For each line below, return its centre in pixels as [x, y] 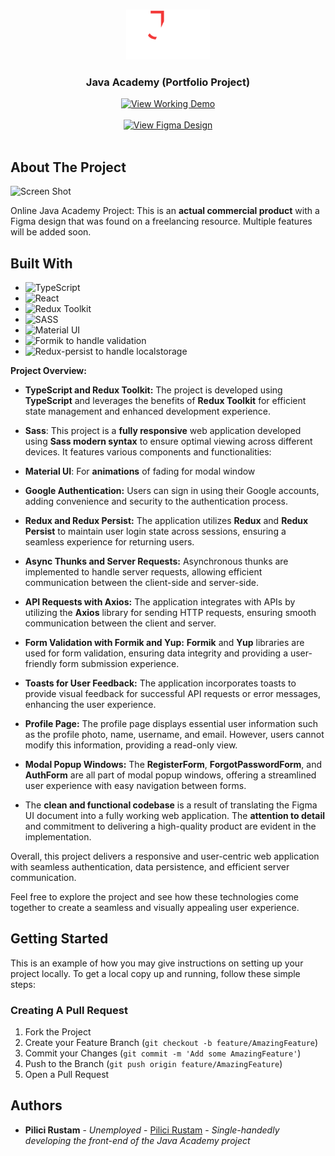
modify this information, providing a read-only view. [131, 745]
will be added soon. [51, 232]
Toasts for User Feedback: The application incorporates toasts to [160, 683]
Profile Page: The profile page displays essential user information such [171, 723]
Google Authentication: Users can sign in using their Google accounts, [172, 490]
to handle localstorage [141, 351]
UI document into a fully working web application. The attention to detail [175, 815]
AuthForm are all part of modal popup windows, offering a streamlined [170, 775]
